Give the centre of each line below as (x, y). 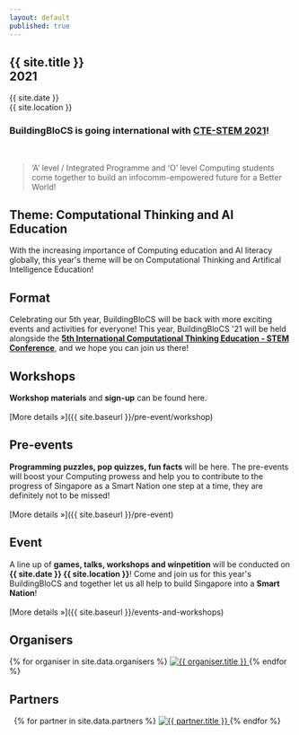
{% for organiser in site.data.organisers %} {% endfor (148, 661)
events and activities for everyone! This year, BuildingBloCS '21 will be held (148, 329)
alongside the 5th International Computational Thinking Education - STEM (149, 338)
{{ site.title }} (47, 62)
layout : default (40, 17)
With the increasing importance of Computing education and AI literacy (141, 250)
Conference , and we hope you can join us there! (99, 348)
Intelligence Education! (52, 269)
